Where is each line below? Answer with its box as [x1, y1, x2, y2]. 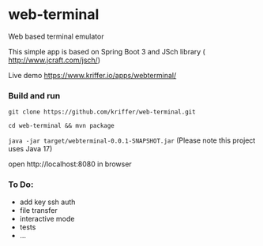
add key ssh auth [19, 197, 76, 207]
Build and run [8, 90, 61, 101]
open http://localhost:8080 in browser [8, 159, 132, 169]
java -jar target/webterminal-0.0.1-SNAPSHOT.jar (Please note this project [8, 136, 256, 145]
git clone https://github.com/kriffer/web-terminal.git [8, 108, 196, 116]
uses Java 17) [8, 144, 53, 154]
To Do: [8, 179, 34, 190]
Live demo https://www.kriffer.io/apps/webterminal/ [8, 70, 177, 80]
